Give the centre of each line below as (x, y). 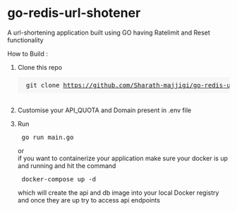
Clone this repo (39, 67)
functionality (25, 40)
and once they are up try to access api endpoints (89, 200)
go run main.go (48, 137)
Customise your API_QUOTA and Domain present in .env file (104, 110)
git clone (43, 85)
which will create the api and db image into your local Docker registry (118, 193)
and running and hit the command (67, 165)
